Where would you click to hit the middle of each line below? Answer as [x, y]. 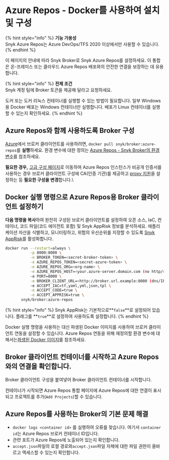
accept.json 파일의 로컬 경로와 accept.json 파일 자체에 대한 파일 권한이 [81, 446]
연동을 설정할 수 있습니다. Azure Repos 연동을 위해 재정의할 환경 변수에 [84, 333]
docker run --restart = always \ [38, 248]
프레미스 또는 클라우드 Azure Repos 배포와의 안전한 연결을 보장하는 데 [86, 67]
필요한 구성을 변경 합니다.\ [49, 180]
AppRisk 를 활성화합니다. [29, 239]
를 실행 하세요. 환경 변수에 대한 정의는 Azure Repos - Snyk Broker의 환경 [88, 150]
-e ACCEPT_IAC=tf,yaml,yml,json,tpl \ [71, 285]
